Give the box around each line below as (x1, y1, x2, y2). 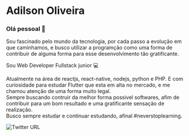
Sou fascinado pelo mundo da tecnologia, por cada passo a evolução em (6, 38, 182, 45)
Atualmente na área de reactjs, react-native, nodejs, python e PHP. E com (6, 76, 183, 83)
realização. (6, 106, 33, 113)
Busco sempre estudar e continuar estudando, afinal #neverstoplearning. (6, 112, 183, 120)
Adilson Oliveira (6, 4, 85, 17)
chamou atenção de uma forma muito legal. (6, 88, 111, 95)
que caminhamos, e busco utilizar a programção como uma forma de (6, 44, 173, 51)
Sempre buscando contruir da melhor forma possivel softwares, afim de (6, 94, 180, 101)
